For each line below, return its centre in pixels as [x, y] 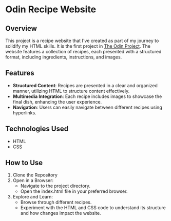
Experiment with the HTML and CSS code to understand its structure [93, 208]
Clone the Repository [35, 175]
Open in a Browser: [33, 180]
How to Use [24, 163]
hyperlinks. [25, 113]
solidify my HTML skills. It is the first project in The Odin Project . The [78, 46]
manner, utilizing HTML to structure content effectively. [71, 91]
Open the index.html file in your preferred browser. [74, 191]
